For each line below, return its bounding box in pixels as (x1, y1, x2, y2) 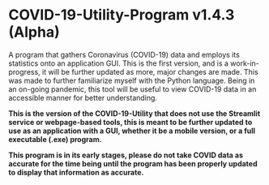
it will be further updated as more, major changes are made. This (41, 67, 258, 76)
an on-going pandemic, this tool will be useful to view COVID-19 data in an (8, 84, 257, 94)
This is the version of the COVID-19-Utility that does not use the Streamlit (8, 108, 261, 118)
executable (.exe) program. (8, 134, 103, 144)
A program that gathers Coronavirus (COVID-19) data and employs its (8, 49, 241, 59)
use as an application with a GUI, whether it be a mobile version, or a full (8, 126, 256, 136)
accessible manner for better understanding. (8, 92, 158, 102)
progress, (8, 67, 41, 76)
